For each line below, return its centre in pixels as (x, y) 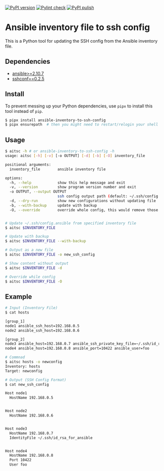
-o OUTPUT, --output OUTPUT (38, 192)
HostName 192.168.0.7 (31, 433)
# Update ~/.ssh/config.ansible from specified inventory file (71, 223)
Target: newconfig (24, 371)
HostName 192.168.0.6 (31, 416)
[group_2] (15, 339)
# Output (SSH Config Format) (36, 380)
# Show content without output (37, 263)
